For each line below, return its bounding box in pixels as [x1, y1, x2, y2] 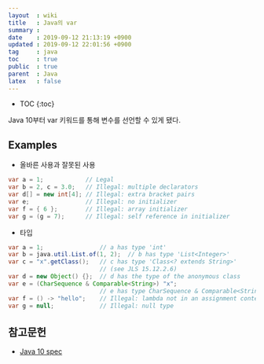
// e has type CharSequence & [99, 287, 199, 295]
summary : [8, 26, 41, 34]
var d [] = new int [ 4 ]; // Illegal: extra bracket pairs [8, 190, 195, 199]
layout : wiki [8, 11, 58, 20]
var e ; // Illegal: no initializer [8, 197, 178, 205]
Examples [8, 138, 57, 152]
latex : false [8, 77, 61, 85]
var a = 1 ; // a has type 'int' [8, 243, 167, 252]
